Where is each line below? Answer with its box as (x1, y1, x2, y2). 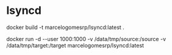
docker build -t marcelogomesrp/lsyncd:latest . (6, 24, 125, 31)
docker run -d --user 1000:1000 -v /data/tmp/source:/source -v (6, 35, 167, 42)
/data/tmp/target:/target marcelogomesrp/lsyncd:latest (6, 42, 145, 49)
